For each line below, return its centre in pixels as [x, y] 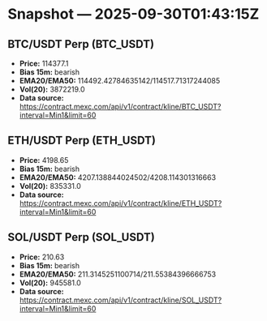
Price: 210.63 [42, 257]
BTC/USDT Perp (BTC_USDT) [81, 44]
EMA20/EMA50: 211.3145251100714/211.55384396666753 [118, 274]
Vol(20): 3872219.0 [52, 89]
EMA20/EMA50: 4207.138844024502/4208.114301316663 [118, 177]
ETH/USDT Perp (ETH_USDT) [82, 141]
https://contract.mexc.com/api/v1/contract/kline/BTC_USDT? [120, 107]
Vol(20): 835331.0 [50, 186]
